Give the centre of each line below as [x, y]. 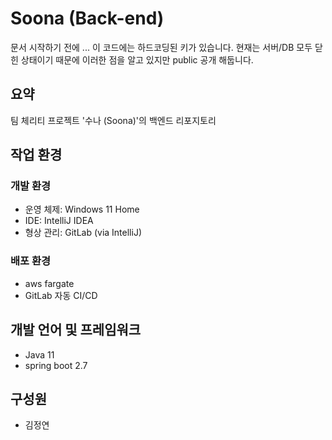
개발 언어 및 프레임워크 [76, 330]
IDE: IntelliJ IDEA [59, 221]
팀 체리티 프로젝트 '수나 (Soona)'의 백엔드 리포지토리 [113, 120]
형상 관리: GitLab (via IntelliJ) [83, 233]
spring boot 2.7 [56, 365]
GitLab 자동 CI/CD [61, 295]
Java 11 [39, 354]
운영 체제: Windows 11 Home [82, 209]
